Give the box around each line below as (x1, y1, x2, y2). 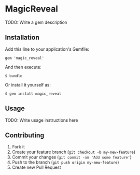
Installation (5, 33, 40, 42)
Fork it (12, 144, 25, 150)
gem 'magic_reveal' (5, 56, 44, 60)
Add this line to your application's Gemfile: (5, 46, 89, 52)
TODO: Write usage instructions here (5, 117, 78, 123)
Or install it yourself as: (5, 82, 51, 87)
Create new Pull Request (12, 164, 61, 170)
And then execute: (5, 64, 42, 70)
